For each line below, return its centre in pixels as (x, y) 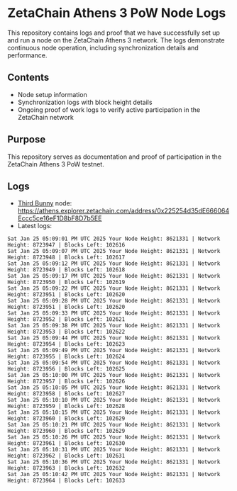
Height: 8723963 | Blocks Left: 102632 (66, 468)
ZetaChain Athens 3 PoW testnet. (56, 164)
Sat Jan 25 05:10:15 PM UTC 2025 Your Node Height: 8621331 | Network (114, 412)
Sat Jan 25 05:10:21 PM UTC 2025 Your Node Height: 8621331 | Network (114, 425)
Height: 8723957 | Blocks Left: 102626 (66, 382)
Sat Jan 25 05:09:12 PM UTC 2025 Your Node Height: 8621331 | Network (114, 264)
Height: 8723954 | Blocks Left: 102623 (66, 344)
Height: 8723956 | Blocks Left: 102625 (66, 369)
